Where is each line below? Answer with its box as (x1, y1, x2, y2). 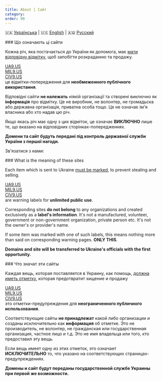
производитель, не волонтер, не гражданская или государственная (5, 326, 147, 332)
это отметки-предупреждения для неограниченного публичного (5, 301, 142, 307)
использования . (5, 306, 40, 312)
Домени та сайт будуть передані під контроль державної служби (5, 133, 146, 139)
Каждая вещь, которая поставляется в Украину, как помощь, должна (5, 271, 150, 276)
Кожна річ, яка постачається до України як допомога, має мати (5, 49, 138, 55)
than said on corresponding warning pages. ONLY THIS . (5, 237, 118, 243)
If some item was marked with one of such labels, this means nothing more (5, 232, 156, 237)
